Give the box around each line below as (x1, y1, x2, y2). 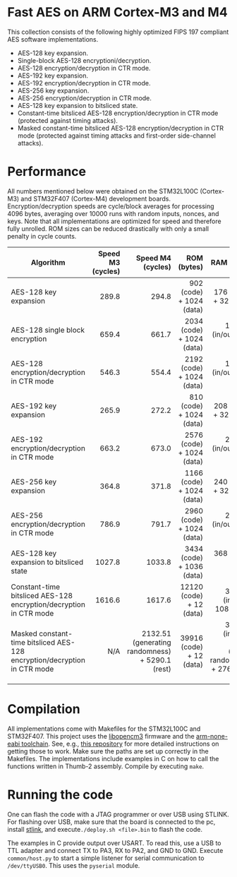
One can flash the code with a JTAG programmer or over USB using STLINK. (7, 810, 229, 818)
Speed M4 (136, 253, 171, 263)
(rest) (152, 664, 171, 674)
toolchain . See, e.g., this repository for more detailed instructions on (21, 739, 219, 748)
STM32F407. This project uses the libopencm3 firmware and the (7, 732, 195, 740)
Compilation (7, 701, 80, 717)
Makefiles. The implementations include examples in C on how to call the (7, 754, 219, 763)
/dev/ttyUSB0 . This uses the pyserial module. (7, 861, 140, 869)
